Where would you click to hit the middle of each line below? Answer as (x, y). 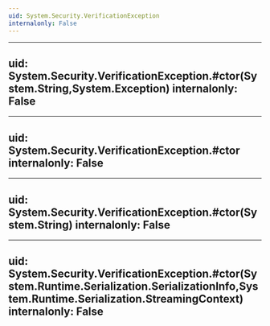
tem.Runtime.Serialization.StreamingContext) (126, 299)
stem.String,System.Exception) (89, 88)
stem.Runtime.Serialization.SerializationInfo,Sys (133, 287)
